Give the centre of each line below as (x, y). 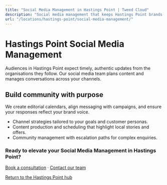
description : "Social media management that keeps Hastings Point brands (84, 14)
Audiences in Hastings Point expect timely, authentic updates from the (78, 68)
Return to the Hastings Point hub (39, 177)
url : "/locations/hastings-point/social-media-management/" (69, 19)
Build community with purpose (54, 95)
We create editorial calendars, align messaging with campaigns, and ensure (83, 107)
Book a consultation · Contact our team (46, 167)
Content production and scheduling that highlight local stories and (81, 127)
